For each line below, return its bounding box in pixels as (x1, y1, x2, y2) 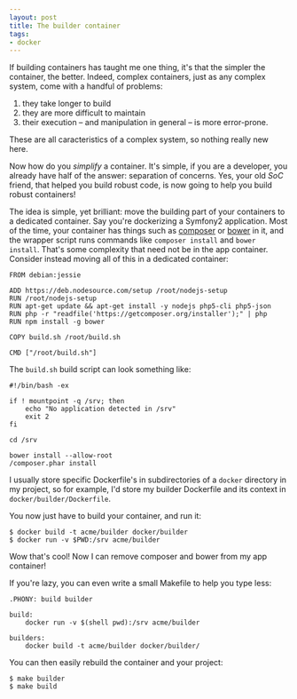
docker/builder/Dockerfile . (9, 494, 112, 504)
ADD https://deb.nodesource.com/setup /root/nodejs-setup (9, 286, 228, 296)
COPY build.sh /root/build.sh (9, 333, 121, 342)
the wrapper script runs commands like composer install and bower (9, 234, 256, 245)
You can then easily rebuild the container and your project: (9, 657, 223, 668)
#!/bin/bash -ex (9, 381, 69, 391)
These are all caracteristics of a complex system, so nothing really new (9, 134, 269, 145)
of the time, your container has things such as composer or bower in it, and (9, 226, 285, 236)
